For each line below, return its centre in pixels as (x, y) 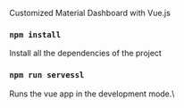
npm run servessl (47, 75)
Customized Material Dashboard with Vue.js (90, 13)
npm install (35, 34)
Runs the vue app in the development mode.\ (92, 94)
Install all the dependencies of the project (86, 54)
